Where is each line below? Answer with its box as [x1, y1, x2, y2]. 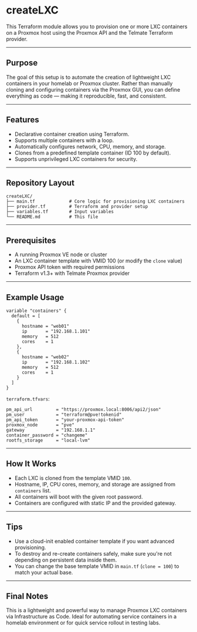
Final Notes [6, 591, 49, 601]
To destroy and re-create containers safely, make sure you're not [14, 550, 172, 557]
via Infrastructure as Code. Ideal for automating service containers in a [6, 613, 177, 620]
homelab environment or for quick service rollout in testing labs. [6, 619, 161, 626]
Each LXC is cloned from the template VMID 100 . [14, 474, 132, 482]
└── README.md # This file [6, 214, 98, 220]
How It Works [6, 459, 57, 469]
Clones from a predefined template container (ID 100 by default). [14, 149, 171, 156]
